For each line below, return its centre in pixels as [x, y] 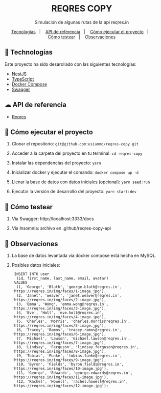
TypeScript [23, 79]
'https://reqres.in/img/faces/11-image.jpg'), [60, 377]
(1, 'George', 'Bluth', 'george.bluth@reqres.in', [69, 287]
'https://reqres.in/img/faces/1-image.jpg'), [59, 291]
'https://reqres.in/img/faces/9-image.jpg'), [59, 360]
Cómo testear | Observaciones [82, 37]
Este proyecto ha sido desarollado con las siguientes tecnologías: [70, 64]
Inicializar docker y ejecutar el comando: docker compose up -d [75, 172]
